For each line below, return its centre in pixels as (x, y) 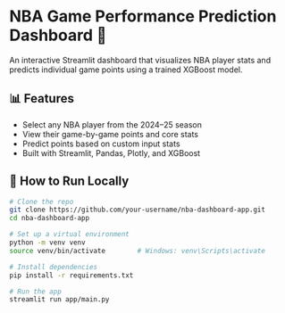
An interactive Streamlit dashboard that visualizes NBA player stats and (140, 60)
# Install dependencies (54, 267)
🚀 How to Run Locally (69, 181)
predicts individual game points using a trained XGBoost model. (126, 70)
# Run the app (36, 292)
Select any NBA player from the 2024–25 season (112, 124)
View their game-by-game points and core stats (110, 134)
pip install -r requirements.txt (71, 275)
